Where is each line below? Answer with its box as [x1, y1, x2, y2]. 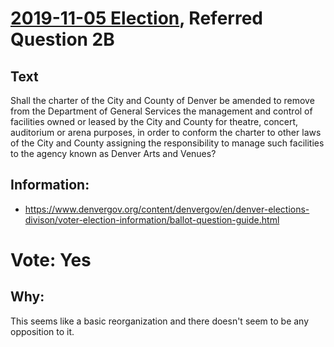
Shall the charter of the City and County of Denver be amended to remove [10, 95, 315, 106]
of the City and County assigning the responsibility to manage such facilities [10, 137, 325, 149]
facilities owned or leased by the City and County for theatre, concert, [10, 116, 299, 127]
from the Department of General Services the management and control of [10, 105, 313, 117]
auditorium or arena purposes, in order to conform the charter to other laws [10, 127, 322, 138]
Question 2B [10, 28, 115, 51]
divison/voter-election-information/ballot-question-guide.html [24, 213, 280, 226]
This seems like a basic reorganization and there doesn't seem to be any [10, 315, 310, 327]
